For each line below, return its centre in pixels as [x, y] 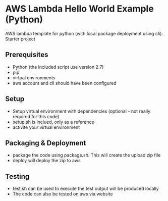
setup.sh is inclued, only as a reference [53, 122]
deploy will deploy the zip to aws [46, 161]
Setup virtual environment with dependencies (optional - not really [81, 111]
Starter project [20, 39]
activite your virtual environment [46, 127]
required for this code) [36, 116]
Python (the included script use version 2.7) [58, 67]
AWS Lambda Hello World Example [79, 9]
